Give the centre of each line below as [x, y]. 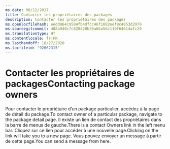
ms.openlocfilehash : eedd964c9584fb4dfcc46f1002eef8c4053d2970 [74, 24]
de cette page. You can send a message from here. [58, 141]
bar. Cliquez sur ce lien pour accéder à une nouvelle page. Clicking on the [82, 130]
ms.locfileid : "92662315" [32, 48]
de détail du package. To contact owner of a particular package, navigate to [84, 114]
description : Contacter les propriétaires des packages [65, 19]
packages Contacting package [70, 84]
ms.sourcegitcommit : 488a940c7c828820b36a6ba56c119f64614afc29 [74, 29]
